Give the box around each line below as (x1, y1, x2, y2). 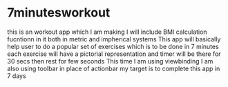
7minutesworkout (7, 5, 111, 21)
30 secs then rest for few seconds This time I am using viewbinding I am (7, 57, 213, 65)
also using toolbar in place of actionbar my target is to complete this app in (7, 64, 220, 72)
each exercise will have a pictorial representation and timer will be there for (7, 50, 221, 58)
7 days (7, 71, 26, 80)
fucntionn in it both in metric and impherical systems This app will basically (7, 35, 221, 43)
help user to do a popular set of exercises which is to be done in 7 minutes (7, 42, 219, 50)
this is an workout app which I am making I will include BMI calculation (7, 28, 207, 36)
